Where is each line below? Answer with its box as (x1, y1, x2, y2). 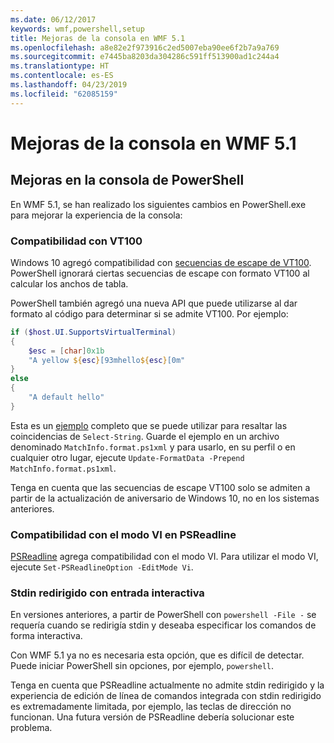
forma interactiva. (10, 630, 83, 642)
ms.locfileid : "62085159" (10, 89, 118, 99)
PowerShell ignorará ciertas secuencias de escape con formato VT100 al (10, 267, 310, 279)
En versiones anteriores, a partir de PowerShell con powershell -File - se (10, 609, 317, 621)
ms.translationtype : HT (10, 61, 110, 71)
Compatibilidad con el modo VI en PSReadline (10, 527, 237, 541)
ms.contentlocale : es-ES (10, 71, 114, 81)
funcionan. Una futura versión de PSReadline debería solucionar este (10, 711, 295, 723)
